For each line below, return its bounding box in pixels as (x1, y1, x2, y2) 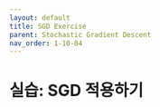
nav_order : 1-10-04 (9, 38, 83, 48)
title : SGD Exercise (9, 22, 88, 31)
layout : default (9, 13, 71, 23)
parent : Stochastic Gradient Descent (9, 30, 152, 39)
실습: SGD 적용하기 (9, 81, 144, 101)
